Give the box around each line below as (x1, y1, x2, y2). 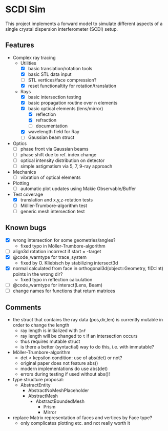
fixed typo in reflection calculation (20, 277, 93, 283)
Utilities (20, 60, 37, 66)
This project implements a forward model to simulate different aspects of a (5, 20, 163, 27)
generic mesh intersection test (20, 209, 85, 214)
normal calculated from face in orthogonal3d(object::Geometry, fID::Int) (12, 265, 164, 272)
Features (5, 41, 34, 50)
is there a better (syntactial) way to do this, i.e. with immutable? (20, 344, 155, 350)
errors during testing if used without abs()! (20, 371, 110, 377)
